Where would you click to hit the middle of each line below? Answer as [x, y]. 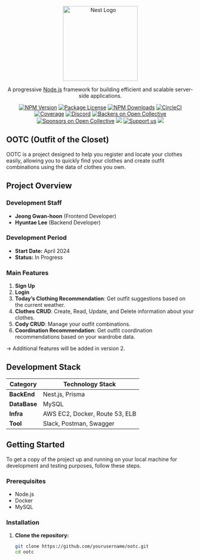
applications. [106, 96]
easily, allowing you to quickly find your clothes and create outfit [85, 160]
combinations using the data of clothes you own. [66, 167]
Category [23, 384]
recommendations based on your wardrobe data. [75, 337]
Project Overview [39, 186]
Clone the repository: [42, 535]
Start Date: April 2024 [42, 251]
